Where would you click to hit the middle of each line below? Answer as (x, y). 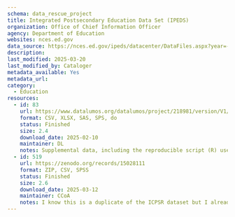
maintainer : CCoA (45, 196)
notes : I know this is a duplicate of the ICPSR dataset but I (114, 203)
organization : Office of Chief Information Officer (84, 27)
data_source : (26, 46)
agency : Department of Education (56, 33)
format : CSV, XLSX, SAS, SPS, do (69, 118)
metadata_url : (28, 79)
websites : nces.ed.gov (40, 40)
